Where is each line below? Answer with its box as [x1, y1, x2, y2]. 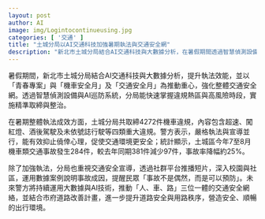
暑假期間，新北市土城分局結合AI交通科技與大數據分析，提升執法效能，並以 [8, 71, 250, 80]
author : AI [8, 19, 44, 27]
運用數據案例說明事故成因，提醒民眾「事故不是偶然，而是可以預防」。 [21, 173, 247, 182]
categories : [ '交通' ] [8, 33, 84, 42]
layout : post [8, 11, 51, 20]
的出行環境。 [8, 202, 50, 212]
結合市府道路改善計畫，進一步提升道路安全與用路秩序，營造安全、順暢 [28, 193, 257, 202]
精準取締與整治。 [14, 100, 71, 109]
